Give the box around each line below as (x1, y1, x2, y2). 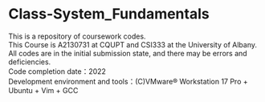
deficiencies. (8, 57, 51, 67)
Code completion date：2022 (8, 66, 107, 76)
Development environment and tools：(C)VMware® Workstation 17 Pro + (8, 76, 249, 86)
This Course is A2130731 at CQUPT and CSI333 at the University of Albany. (8, 39, 257, 49)
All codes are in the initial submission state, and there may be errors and (8, 48, 247, 58)
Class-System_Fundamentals (8, 5, 210, 23)
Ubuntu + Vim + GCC (8, 85, 79, 95)
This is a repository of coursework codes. (8, 31, 146, 41)
